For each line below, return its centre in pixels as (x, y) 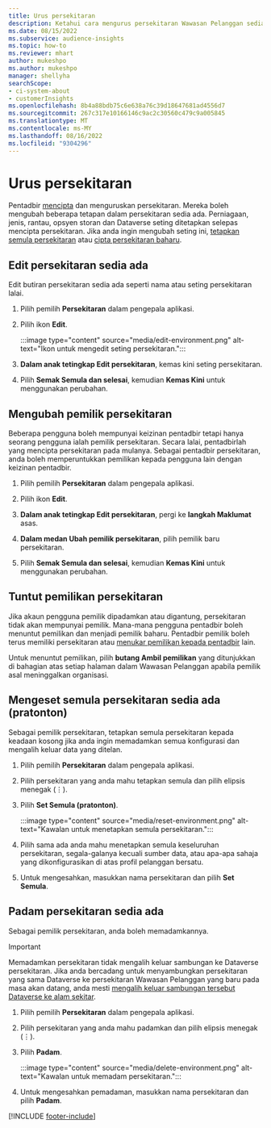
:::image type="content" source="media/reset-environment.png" (128, 821)
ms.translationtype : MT (48, 121)
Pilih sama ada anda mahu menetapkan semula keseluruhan (119, 845)
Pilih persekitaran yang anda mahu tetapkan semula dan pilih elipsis (133, 780)
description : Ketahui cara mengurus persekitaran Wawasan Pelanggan (126, 23)
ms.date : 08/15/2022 (43, 31)
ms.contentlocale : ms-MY (50, 128)
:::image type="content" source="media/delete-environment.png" (129, 1067)
